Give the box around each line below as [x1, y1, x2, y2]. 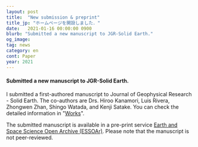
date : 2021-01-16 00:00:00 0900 [6, 25, 92, 32]
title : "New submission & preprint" [6, 14, 100, 20]
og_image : [6, 36, 31, 42]
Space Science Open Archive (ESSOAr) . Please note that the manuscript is [6, 127, 190, 134]
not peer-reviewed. [6, 134, 54, 141]
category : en [6, 48, 39, 54]
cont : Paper [6, 53, 36, 59]
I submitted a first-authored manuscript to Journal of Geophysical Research [6, 90, 192, 97]
